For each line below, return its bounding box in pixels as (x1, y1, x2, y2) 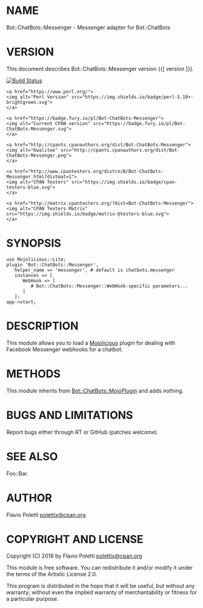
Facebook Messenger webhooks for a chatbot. (6, 346, 123, 353)
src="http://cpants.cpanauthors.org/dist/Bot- (60, 147, 181, 153)
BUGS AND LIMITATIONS (6, 408, 133, 422)
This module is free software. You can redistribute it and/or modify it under (6, 564, 193, 572)
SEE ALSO (6, 449, 58, 463)
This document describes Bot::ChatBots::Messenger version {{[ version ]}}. (6, 65, 194, 72)
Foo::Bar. (6, 470, 29, 477)
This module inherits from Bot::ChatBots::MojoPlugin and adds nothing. (6, 387, 184, 394)
